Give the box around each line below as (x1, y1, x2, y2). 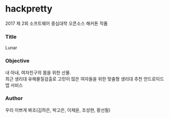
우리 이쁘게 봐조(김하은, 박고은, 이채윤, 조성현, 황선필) (5, 107, 111, 113)
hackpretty (5, 3, 53, 15)
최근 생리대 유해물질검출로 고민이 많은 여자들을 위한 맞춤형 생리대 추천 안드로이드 (5, 76, 164, 82)
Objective (5, 57, 30, 65)
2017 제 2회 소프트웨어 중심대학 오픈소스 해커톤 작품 (5, 20, 108, 26)
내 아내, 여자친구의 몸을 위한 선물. (5, 69, 72, 76)
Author (5, 95, 23, 102)
